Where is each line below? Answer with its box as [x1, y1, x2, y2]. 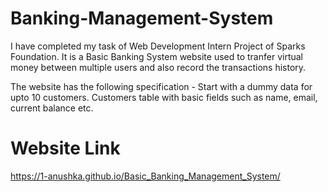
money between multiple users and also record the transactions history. [10, 61, 307, 73]
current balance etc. [10, 102, 94, 114]
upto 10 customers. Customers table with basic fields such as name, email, [10, 91, 318, 103]
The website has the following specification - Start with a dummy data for [10, 80, 313, 92]
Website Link [10, 137, 121, 160]
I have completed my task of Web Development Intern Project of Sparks [10, 40, 306, 52]
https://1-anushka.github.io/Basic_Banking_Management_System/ [10, 170, 281, 182]
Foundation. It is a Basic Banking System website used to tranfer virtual [10, 50, 304, 62]
